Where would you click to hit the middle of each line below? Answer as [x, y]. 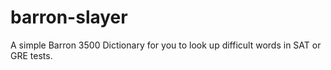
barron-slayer [69, 17]
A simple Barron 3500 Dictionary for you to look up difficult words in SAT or [166, 45]
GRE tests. [31, 55]
